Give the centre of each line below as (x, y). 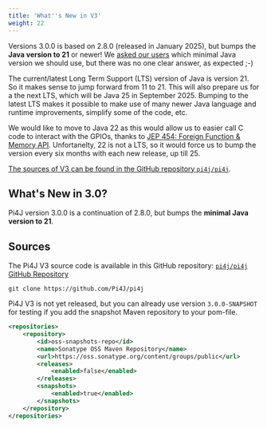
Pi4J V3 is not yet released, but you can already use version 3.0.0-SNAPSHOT (133, 303)
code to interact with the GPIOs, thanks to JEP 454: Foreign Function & (124, 136)
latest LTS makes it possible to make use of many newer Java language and (132, 104)
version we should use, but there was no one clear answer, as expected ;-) (131, 63)
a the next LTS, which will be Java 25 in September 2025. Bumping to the (128, 95)
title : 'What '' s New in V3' (55, 16)
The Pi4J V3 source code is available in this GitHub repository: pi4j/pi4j (128, 266)
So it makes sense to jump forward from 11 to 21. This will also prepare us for (134, 87)
